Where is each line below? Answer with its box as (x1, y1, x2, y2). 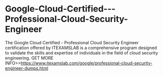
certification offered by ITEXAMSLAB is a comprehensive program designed (5, 45, 157, 51)
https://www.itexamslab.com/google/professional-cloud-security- (20, 60, 153, 66)
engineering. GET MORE (5, 55, 54, 61)
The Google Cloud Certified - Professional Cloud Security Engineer (5, 39, 139, 45)
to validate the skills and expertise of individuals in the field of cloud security (5, 50, 158, 56)
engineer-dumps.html (5, 65, 49, 71)
